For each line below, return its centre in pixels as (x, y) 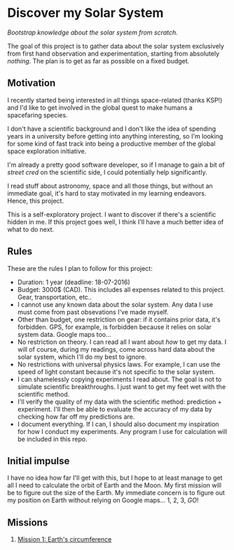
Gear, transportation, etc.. (55, 297)
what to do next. (31, 229)
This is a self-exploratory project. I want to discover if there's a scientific (112, 214)
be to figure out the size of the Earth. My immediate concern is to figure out (116, 493)
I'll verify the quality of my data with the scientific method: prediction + (119, 402)
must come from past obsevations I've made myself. (93, 312)
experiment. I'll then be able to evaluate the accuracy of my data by (115, 409)
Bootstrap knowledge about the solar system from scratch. (92, 32)
